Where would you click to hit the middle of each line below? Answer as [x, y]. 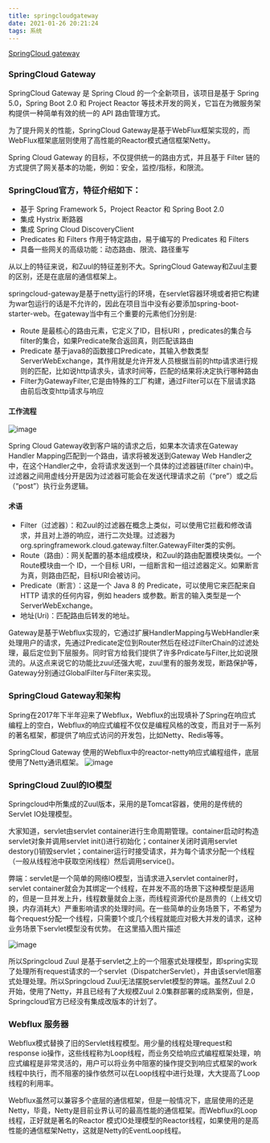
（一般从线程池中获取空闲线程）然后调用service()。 [94, 861]
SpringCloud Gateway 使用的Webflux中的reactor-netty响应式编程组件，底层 [134, 752]
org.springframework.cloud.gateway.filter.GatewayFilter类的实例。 [130, 545]
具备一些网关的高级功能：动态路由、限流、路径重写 [104, 249]
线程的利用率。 [33, 1084]
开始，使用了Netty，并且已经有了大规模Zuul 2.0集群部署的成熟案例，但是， [133, 991]
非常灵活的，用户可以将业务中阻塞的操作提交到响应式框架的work [150, 1063]
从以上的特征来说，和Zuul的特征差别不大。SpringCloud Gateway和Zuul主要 [133, 266]
